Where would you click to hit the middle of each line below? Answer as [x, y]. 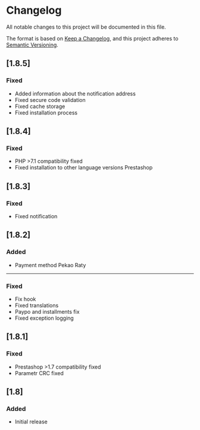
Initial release [31, 422]
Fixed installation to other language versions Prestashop [84, 168]
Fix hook [25, 299]
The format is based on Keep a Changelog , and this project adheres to [92, 38]
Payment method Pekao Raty [50, 265]
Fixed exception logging [44, 318]
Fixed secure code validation [50, 100]
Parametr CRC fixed [39, 373]
